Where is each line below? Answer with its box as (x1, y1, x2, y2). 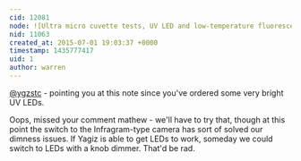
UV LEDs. (9, 97, 45, 107)
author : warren (9, 64, 66, 72)
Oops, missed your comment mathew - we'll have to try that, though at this (9, 114, 286, 125)
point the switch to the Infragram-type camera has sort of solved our (9, 123, 263, 134)
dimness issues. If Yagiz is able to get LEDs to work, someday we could (9, 133, 273, 144)
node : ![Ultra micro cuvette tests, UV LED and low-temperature (9, 21, 254, 30)
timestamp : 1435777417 (9, 47, 94, 55)
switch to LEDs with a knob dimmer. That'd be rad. (9, 142, 195, 153)
